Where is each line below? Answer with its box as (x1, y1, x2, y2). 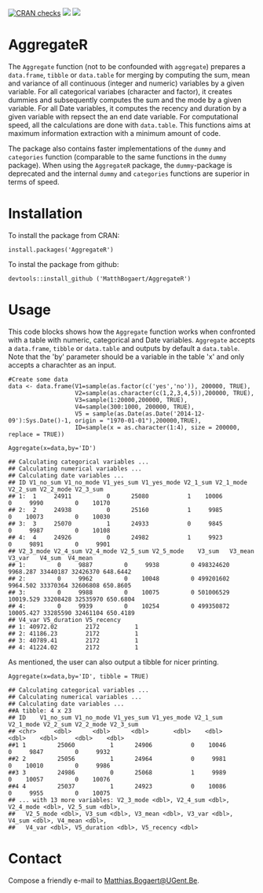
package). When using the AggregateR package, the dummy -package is (8, 160, 233, 170)
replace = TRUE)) (8, 430, 65, 438)
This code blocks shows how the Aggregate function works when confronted (8, 327, 256, 336)
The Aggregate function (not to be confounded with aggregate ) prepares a (8, 61, 246, 71)
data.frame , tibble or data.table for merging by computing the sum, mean (8, 70, 250, 79)
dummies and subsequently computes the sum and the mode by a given (8, 95, 242, 104)
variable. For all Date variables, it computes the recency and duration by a (8, 103, 247, 113)
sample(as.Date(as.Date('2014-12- (92, 409, 206, 418)
